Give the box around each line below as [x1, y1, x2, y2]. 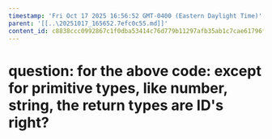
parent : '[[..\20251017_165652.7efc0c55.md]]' [8, 19, 168, 27]
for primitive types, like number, [8, 78, 228, 97]
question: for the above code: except [8, 61, 261, 80]
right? [8, 113, 50, 132]
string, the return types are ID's [8, 96, 224, 114]
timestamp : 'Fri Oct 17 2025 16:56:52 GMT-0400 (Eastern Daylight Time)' [8, 11, 263, 20]
